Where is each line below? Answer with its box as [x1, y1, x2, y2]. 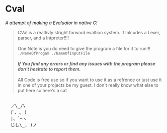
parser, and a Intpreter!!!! [17, 35, 69, 41]
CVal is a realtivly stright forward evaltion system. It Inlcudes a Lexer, [17, 29, 161, 35]
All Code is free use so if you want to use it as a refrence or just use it [17, 77, 162, 83]
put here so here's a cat [17, 87, 67, 93]
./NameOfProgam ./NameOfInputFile [17, 51, 90, 56]
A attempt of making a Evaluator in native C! [5, 20, 98, 26]
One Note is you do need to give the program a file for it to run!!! [17, 45, 151, 51]
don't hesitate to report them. [17, 66, 81, 72]
